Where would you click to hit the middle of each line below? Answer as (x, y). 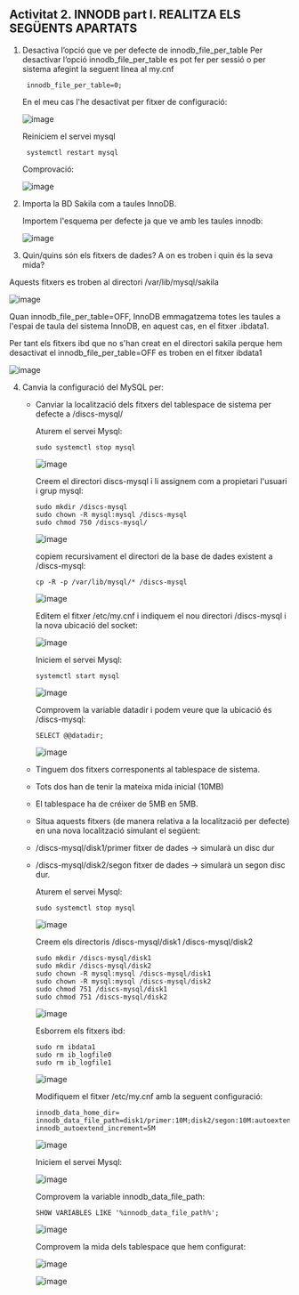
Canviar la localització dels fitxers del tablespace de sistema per (153, 404)
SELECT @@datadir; (69, 735)
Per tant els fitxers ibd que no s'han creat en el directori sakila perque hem (146, 343)
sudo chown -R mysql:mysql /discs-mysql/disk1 (123, 974)
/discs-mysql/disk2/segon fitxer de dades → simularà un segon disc (161, 865)
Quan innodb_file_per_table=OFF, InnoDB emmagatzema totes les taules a (145, 316)
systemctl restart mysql (72, 152)
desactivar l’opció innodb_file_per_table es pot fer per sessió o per (144, 59)
